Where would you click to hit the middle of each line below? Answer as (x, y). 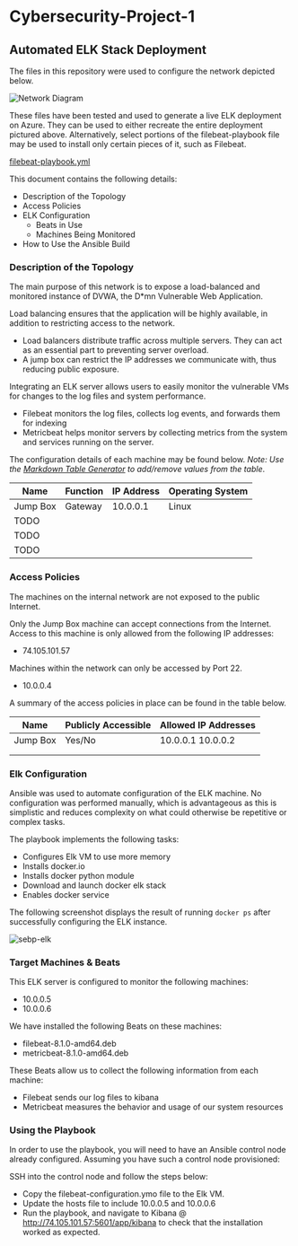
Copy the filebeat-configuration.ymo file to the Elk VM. (123, 1194)
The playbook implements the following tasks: (94, 839)
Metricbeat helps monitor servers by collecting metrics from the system (155, 433)
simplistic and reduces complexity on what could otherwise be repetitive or (148, 812)
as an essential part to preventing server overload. (115, 350)
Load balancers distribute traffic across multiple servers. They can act (152, 341)
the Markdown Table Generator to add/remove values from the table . (137, 469)
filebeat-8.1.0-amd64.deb (69, 1044)
